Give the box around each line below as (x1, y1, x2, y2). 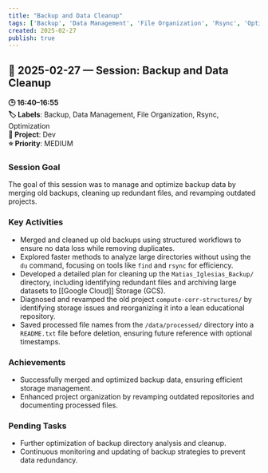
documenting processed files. (19, 400, 118, 410)
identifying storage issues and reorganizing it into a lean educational (19, 303, 245, 312)
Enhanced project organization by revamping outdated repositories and (19, 392, 254, 401)
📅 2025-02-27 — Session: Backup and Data (8, 63, 229, 77)
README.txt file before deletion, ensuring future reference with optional (19, 328, 253, 338)
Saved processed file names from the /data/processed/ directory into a (19, 320, 254, 329)
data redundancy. (19, 455, 78, 465)
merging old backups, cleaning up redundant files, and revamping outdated (8, 189, 256, 198)
